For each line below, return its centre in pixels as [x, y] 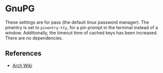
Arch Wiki [22, 65]
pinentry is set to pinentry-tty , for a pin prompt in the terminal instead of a [81, 27]
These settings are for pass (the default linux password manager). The [77, 22]
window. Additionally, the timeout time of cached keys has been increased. [81, 33]
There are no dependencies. [34, 38]
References [23, 54]
